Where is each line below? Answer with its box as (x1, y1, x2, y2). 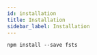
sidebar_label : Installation (7, 23, 90, 30)
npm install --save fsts (7, 42, 78, 49)
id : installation (7, 10, 57, 17)
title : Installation (7, 16, 66, 23)
